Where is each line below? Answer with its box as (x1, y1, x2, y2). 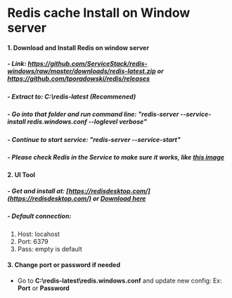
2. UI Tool (7, 171, 36, 179)
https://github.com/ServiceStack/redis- (27, 60, 148, 68)
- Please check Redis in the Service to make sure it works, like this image (7, 153, 225, 161)
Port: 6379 (17, 237, 49, 245)
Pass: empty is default (17, 245, 82, 253)
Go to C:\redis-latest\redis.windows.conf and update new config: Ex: (17, 276, 222, 285)
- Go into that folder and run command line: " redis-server (7, 110, 179, 119)
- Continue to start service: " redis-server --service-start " (7, 135, 181, 143)
